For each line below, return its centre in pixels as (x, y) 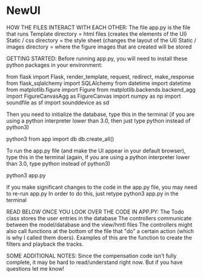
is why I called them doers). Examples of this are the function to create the (99, 237)
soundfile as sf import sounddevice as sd (58, 102)
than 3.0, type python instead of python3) (58, 163)
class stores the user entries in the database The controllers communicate (99, 218)
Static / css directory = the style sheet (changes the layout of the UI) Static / (101, 40)
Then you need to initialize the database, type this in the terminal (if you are (101, 114)
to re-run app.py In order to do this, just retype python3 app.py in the (92, 193)
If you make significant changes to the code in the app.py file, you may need (102, 187)
